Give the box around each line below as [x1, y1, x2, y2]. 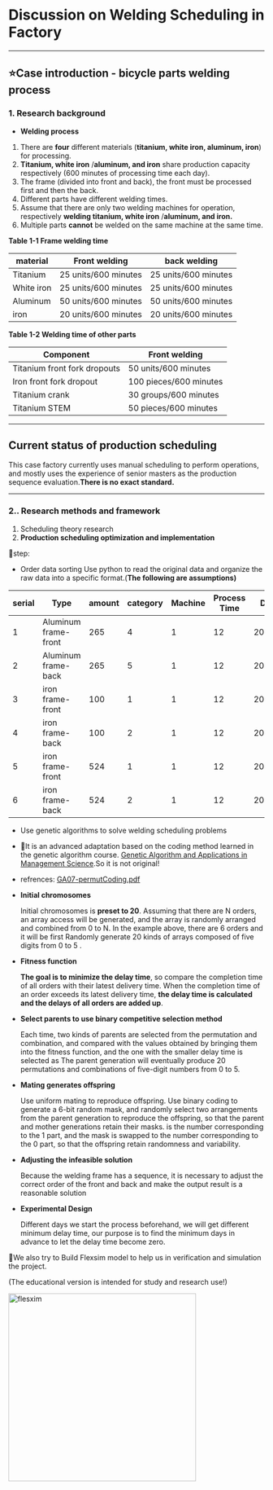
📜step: [8, 548, 30, 558]
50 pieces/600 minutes [128, 402, 218, 413]
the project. [8, 1261, 47, 1271]
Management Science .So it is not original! [19, 858, 160, 868]
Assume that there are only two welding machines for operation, [19, 202, 236, 213]
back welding [164, 255, 218, 266]
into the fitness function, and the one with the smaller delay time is [19, 1047, 244, 1057]
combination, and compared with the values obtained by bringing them [19, 1038, 258, 1048]
